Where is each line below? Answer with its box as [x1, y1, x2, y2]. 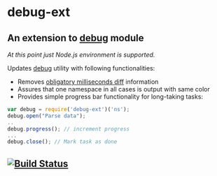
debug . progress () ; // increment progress [7, 125, 130, 133]
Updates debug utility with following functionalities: [7, 64, 155, 72]
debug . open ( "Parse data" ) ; [7, 112, 86, 119]
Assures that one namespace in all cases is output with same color [17, 85, 210, 93]
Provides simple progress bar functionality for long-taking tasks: [17, 92, 204, 101]
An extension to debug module [7, 32, 144, 44]
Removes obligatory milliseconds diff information [17, 78, 159, 86]
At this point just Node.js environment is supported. [7, 50, 155, 59]
